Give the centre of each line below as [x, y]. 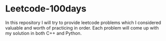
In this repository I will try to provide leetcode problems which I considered [83, 22]
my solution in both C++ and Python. [44, 33]
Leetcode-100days [46, 9]
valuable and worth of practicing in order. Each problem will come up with [82, 27]
